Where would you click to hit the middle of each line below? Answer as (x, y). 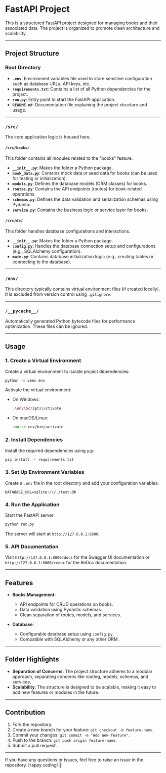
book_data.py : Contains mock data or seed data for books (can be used (85, 173)
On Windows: (26, 400)
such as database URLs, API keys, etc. (51, 84)
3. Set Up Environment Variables (45, 472)
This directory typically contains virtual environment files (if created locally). (83, 289)
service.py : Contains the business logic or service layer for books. (80, 210)
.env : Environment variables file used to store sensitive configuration (82, 78)
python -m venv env (25, 380)
